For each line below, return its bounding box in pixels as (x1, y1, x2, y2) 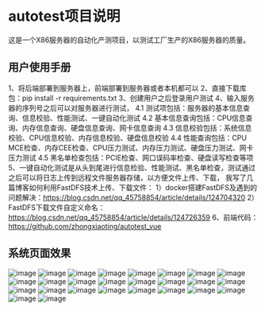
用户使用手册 (8, 60, 71, 74)
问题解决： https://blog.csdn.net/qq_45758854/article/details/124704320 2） (8, 192, 255, 202)
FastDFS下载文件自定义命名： (8, 202, 106, 212)
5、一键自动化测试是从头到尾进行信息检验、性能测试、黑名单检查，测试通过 (8, 162, 256, 172)
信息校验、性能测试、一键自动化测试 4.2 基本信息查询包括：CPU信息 (21, 113, 246, 122)
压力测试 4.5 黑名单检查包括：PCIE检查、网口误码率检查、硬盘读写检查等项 (8, 153, 254, 162)
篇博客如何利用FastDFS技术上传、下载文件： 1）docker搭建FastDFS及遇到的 (8, 182, 258, 192)
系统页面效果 (8, 247, 71, 260)
